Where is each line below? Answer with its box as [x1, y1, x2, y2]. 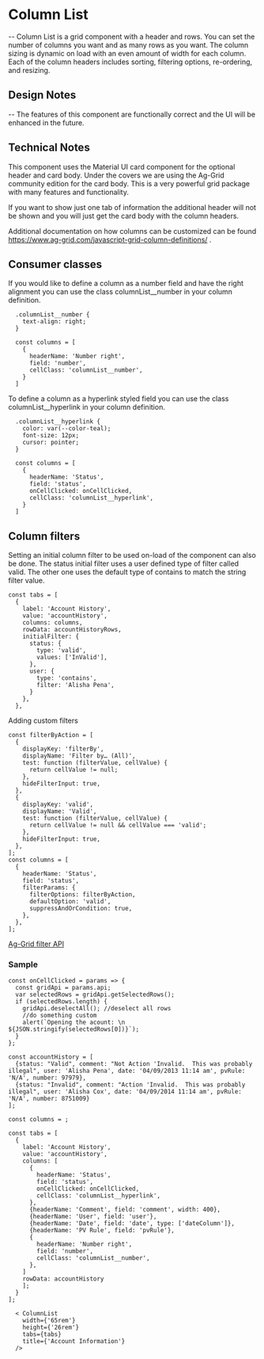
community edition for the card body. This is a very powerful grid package [8, 178, 251, 188]
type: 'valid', [36, 647, 87, 655]
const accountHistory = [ [8, 1053, 93, 1061]
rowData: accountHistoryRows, [22, 626, 123, 634]
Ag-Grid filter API [8, 939, 65, 949]
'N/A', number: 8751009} [8, 1095, 90, 1103]
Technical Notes [8, 141, 91, 155]
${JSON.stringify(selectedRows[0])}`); [8, 1025, 140, 1033]
